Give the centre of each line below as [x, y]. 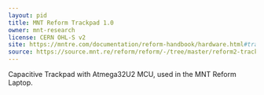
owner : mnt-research [42, 30]
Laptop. [20, 82]
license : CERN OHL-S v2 [47, 37]
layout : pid [27, 15]
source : [21, 52]
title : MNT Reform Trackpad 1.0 [61, 23]
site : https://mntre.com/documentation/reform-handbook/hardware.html [126, 45]
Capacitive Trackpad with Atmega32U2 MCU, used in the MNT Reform [123, 74]
